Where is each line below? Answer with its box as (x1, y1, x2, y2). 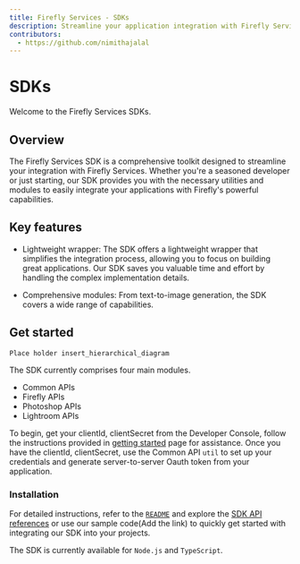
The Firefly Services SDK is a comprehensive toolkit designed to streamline (9, 156, 287, 167)
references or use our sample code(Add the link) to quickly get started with (9, 517, 287, 528)
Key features (9, 220, 82, 235)
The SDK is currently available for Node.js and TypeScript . (9, 544, 223, 555)
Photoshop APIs (21, 400, 82, 412)
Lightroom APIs (21, 410, 79, 421)
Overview (9, 132, 65, 148)
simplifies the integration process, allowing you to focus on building (21, 252, 271, 264)
